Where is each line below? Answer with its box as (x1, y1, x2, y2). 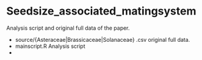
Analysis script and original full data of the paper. (6, 24, 130, 32)
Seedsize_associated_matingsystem (6, 4, 197, 18)
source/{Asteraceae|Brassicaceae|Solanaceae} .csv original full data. (15, 36, 190, 43)
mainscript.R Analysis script (15, 42, 85, 50)
